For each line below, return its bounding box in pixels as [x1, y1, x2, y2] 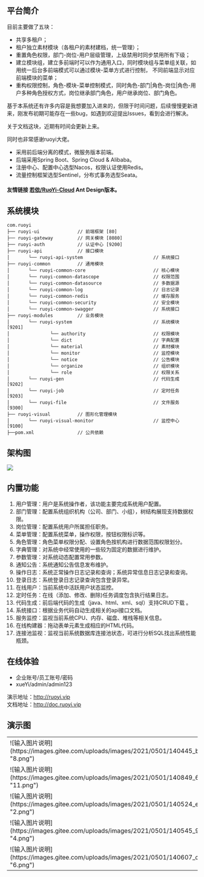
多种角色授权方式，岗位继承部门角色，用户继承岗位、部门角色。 [21, 89, 180, 96]
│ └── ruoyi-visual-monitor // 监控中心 [7, 418, 180, 424]
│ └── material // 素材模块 [7, 344, 180, 350]
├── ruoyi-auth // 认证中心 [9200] [7, 242, 123, 248]
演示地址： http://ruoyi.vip [7, 693, 70, 700]
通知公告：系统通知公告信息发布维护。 [15, 561, 111, 568]
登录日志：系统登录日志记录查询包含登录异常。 [15, 576, 133, 583]
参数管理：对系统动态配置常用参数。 [15, 553, 107, 560]
